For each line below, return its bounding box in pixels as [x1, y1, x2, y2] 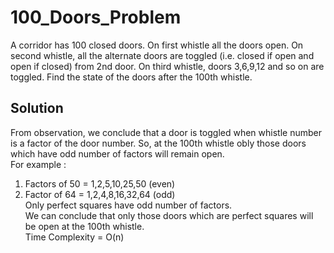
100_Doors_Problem [10, 6, 182, 29]
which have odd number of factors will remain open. [10, 147, 225, 160]
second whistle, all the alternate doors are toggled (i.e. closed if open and [10, 49, 315, 61]
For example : [10, 158, 67, 170]
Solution [10, 100, 64, 117]
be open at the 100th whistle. [24, 220, 145, 232]
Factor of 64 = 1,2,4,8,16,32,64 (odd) [24, 188, 176, 200]
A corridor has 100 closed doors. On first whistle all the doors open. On [10, 39, 304, 51]
